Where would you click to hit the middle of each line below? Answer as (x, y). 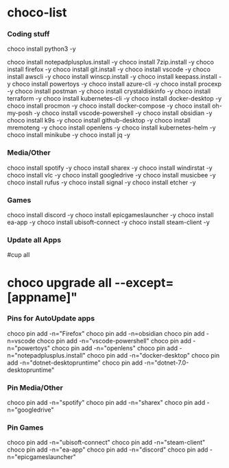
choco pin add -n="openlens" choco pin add (114, 348)
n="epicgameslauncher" (42, 457)
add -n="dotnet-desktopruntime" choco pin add (75, 362)
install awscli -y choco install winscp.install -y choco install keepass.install (112, 77)
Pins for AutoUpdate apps (51, 319)
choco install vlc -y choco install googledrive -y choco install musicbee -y (111, 175)
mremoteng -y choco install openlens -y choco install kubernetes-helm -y (111, 127)
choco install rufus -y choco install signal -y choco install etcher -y (102, 182)
